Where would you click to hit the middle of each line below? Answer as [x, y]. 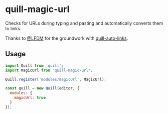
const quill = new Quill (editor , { [42, 88]
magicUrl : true [30, 98]
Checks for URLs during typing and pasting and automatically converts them [84, 23]
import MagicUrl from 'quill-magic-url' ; [49, 70]
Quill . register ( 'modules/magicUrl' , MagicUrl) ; [56, 79]
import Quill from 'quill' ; [35, 66]
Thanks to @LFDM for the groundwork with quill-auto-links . [67, 38]
